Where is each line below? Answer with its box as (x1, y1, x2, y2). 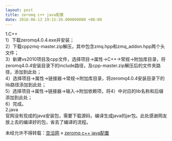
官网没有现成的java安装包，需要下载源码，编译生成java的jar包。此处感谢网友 (5, 113, 167, 119)
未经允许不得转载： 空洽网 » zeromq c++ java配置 (5, 130, 109, 136)
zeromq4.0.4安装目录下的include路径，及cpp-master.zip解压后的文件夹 (5, 62, 157, 69)
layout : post (5, 7, 33, 13)
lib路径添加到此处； (5, 82, 47, 88)
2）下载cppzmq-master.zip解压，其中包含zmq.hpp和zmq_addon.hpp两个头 (5, 43, 165, 50)
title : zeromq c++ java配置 (5, 12, 64, 17)
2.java (5, 107, 18, 113)
